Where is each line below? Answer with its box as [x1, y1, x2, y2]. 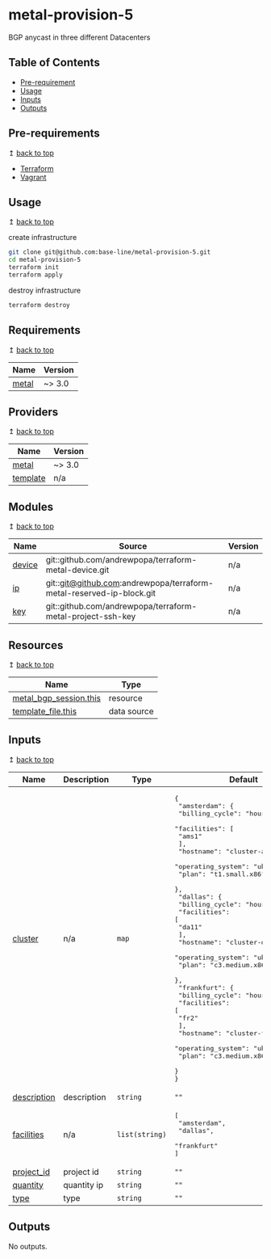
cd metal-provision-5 [8, 256, 81, 264]
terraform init [8, 263, 60, 272]
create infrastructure [8, 233, 77, 242]
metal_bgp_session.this [12, 693, 101, 704]
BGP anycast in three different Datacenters [8, 32, 151, 42]
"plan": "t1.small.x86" [178, 870, 266, 878]
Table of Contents [8, 56, 101, 69]
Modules [8, 499, 54, 514]
